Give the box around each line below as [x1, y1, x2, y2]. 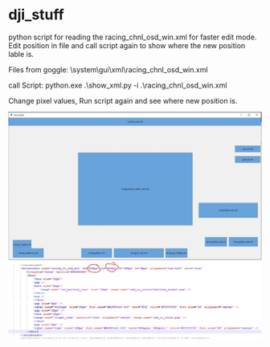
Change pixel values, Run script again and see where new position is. [8, 96, 238, 105]
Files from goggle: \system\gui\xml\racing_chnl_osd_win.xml [8, 64, 208, 74]
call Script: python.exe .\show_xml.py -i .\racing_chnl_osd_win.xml [8, 80, 227, 90]
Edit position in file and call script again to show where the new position [8, 40, 246, 50]
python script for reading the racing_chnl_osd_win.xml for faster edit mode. [8, 32, 257, 42]
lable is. [8, 49, 35, 59]
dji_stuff [8, 6, 64, 24]
